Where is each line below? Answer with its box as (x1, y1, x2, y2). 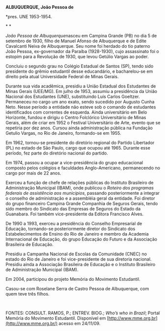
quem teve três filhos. (5, 291, 50, 297)
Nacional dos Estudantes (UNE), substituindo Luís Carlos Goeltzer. (5, 93, 140, 99)
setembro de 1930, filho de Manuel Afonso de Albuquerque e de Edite (5, 38, 147, 44)
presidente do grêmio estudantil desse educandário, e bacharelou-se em (5, 68, 153, 74)
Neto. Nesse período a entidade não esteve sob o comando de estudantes (5, 104, 156, 110)
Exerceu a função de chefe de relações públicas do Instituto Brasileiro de (5, 180, 154, 185)
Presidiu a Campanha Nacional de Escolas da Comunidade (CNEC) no (5, 251, 147, 257)
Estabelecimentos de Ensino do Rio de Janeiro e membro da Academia (5, 231, 149, 237)
